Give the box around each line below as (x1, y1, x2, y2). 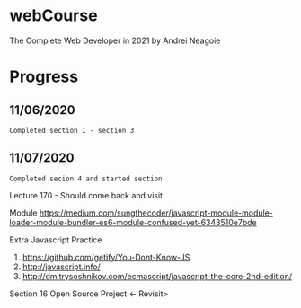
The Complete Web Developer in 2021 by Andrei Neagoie (9, 35, 221, 46)
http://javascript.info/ (22, 261, 101, 272)
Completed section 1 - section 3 (9, 126, 135, 135)
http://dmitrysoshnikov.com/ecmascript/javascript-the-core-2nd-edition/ (22, 270, 293, 281)
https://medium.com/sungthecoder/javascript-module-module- (39, 207, 274, 218)
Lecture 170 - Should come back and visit (9, 189, 164, 200)
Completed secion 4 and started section (9, 174, 164, 183)
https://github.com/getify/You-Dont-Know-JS (22, 251, 190, 262)
